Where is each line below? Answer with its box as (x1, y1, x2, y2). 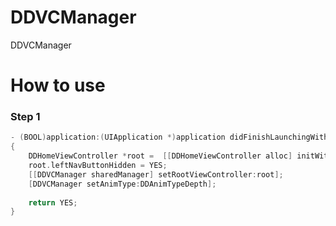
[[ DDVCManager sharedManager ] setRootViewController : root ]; (28, 169, 284, 180)
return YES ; (28, 197, 78, 208)
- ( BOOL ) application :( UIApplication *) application (10, 132, 226, 143)
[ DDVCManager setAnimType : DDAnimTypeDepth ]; (28, 179, 217, 189)
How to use (10, 74, 106, 97)
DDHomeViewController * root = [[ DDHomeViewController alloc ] (28, 151, 293, 161)
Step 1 (10, 110, 41, 124)
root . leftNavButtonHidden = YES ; (28, 161, 168, 171)
